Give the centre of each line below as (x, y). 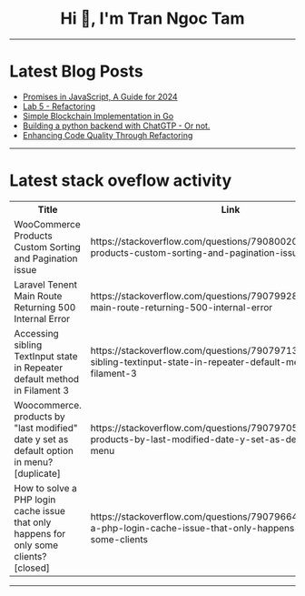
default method (47, 379)
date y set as (41, 439)
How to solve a (45, 488)
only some (36, 545)
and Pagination (46, 258)
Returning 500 (45, 307)
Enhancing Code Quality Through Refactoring (108, 135)
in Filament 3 (42, 390)
